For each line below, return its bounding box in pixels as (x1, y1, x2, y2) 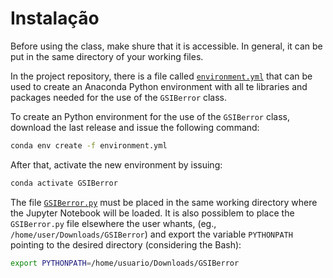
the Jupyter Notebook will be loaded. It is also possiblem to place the (10, 207, 295, 219)
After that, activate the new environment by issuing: (10, 158, 223, 171)
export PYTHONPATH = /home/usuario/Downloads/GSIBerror (10, 258, 240, 268)
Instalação (10, 7, 100, 30)
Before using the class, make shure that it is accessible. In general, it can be (10, 40, 323, 52)
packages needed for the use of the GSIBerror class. (10, 91, 228, 103)
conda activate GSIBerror (10, 178, 118, 188)
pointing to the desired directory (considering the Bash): (10, 238, 242, 251)
